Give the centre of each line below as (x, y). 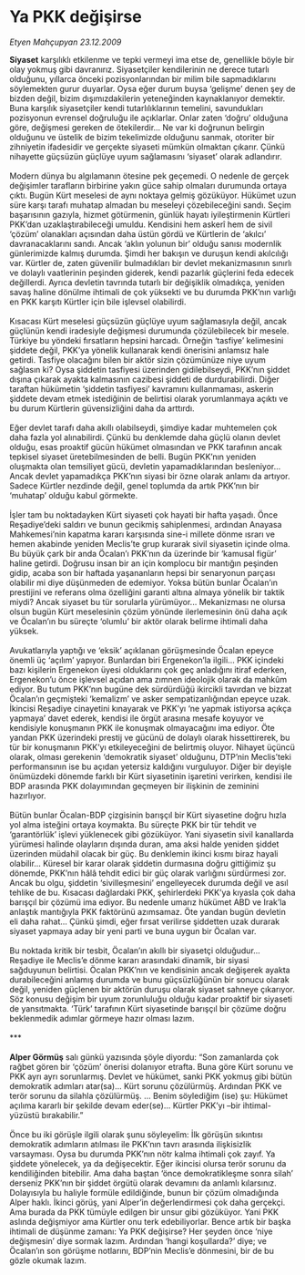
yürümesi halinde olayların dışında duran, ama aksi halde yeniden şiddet (144, 844)
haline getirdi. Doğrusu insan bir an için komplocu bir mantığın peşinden (144, 563)
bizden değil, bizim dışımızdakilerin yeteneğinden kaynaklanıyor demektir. (147, 98)
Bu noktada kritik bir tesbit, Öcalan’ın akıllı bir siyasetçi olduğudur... (135, 951)
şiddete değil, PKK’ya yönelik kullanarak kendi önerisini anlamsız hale (139, 350)
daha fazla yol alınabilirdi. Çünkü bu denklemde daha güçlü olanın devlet (145, 437)
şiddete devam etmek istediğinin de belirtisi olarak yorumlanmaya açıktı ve (149, 398)
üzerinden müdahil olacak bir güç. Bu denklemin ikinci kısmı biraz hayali (144, 853)
